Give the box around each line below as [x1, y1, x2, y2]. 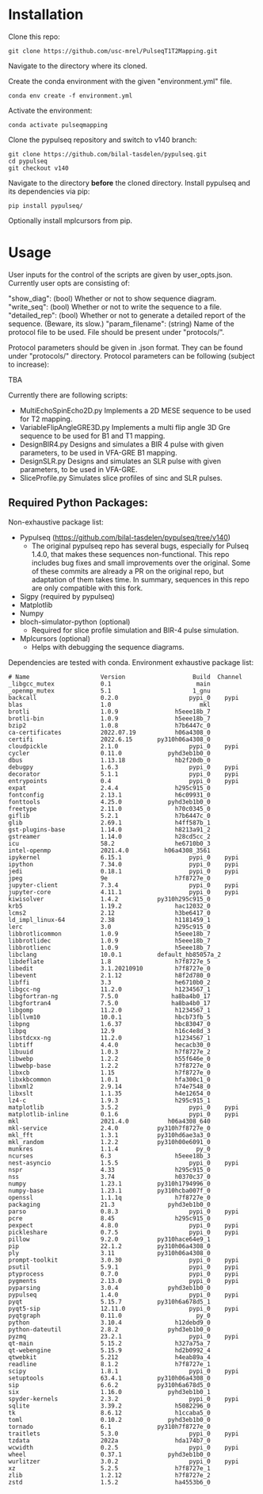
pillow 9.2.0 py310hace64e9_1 [8, 1235, 212, 1243]
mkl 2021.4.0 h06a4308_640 [8, 1117, 212, 1125]
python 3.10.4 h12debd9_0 [8, 1319, 212, 1327]
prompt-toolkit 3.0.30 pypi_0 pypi [8, 1256, 239, 1264]
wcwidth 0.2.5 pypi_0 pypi [8, 1443, 239, 1451]
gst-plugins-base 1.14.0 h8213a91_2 [8, 825, 212, 834]
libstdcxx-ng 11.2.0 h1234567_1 [8, 1034, 212, 1042]
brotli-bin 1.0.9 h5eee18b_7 [8, 714, 212, 723]
